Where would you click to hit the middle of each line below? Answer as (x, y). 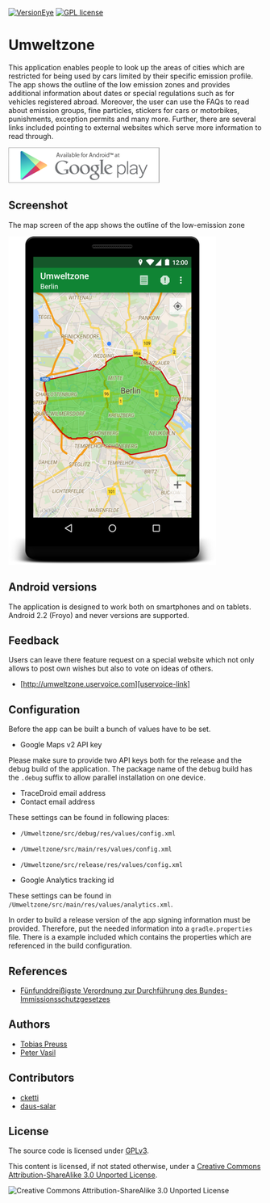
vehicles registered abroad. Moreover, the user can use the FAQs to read (129, 102)
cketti (29, 1097)
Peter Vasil (38, 1052)
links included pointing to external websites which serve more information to (135, 127)
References (38, 971)
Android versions (53, 587)
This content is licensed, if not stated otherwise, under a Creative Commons (135, 1167)
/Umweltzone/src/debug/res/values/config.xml (98, 834)
